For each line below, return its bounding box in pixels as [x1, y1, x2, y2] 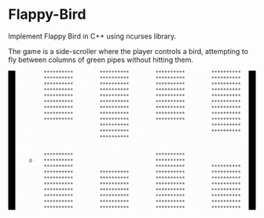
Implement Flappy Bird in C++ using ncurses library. [8, 31, 177, 41]
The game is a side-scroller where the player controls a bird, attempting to [8, 46, 249, 56]
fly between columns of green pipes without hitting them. [8, 55, 194, 64]
